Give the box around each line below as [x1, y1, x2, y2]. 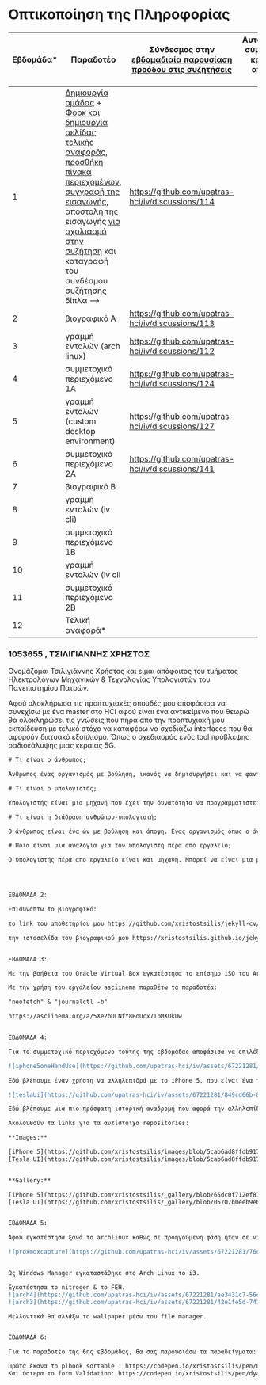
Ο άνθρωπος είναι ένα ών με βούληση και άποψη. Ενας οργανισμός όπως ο [8, 828, 249, 835]
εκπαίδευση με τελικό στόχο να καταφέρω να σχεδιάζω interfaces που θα [8, 724, 253, 733]
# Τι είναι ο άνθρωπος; [8, 756, 87, 764]
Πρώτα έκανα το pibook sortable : [8, 1362, 123, 1371]
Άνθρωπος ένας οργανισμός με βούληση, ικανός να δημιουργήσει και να [8, 771, 243, 778]
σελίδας [65, 127, 97, 138]
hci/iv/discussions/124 [129, 378, 215, 389]
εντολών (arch [65, 341, 121, 352]
